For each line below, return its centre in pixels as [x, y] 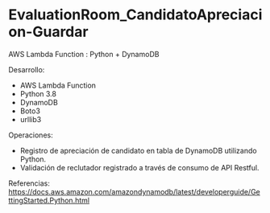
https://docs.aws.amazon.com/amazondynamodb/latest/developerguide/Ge [134, 191]
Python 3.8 [38, 93]
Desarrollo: [27, 69]
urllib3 [31, 119]
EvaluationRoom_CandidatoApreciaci [135, 15]
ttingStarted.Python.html [49, 200]
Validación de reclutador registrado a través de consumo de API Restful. [139, 167]
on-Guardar [48, 32]
